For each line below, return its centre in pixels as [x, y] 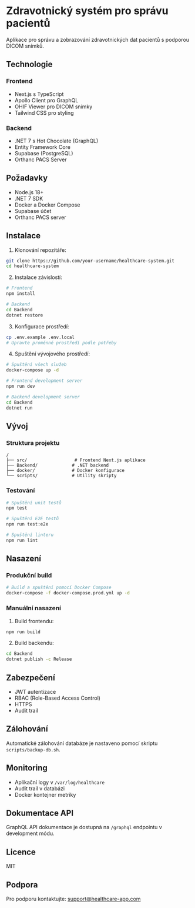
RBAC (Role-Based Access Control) [58, 698]
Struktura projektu [33, 443]
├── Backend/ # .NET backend [58, 465]
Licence [21, 852]
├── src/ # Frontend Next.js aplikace [76, 460]
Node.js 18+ [29, 192]
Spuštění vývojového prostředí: [52, 354]
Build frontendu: [34, 621]
